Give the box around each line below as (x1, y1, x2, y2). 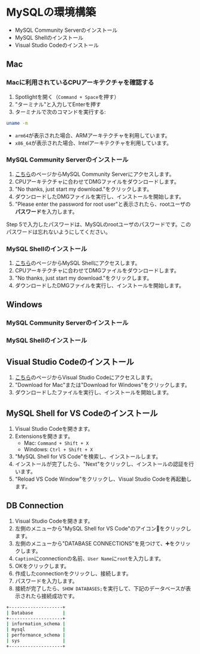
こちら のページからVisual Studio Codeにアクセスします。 (14, 374, 156, 381)
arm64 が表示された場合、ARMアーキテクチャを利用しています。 (14, 131, 171, 139)
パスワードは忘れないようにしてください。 (6, 228, 111, 235)
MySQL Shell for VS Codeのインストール (6, 408, 158, 418)
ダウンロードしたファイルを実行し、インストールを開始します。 (14, 389, 172, 396)
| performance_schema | (6, 632, 66, 638)
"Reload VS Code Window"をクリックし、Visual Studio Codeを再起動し (14, 475, 192, 482)
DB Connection (6, 500, 64, 511)
